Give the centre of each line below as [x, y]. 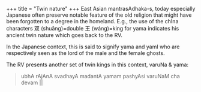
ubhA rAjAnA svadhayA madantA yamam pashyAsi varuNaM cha [100, 76]
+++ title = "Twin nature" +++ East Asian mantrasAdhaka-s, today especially [101, 9]
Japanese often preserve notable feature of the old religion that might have [99, 15]
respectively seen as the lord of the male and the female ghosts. [85, 53]
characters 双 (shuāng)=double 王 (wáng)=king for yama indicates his [93, 28]
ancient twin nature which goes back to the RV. [64, 35]
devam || [32, 82]
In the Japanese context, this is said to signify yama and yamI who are [93, 47]
